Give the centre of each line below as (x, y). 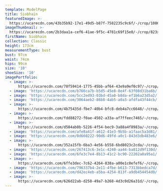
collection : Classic (26, 41)
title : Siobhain (21, 14)
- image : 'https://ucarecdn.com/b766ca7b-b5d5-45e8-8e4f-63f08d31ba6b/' (84, 91)
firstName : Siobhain (26, 37)
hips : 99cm (16, 64)
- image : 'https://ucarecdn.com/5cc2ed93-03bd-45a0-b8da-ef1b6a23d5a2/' (84, 95)
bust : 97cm (16, 55)
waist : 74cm (17, 59)
